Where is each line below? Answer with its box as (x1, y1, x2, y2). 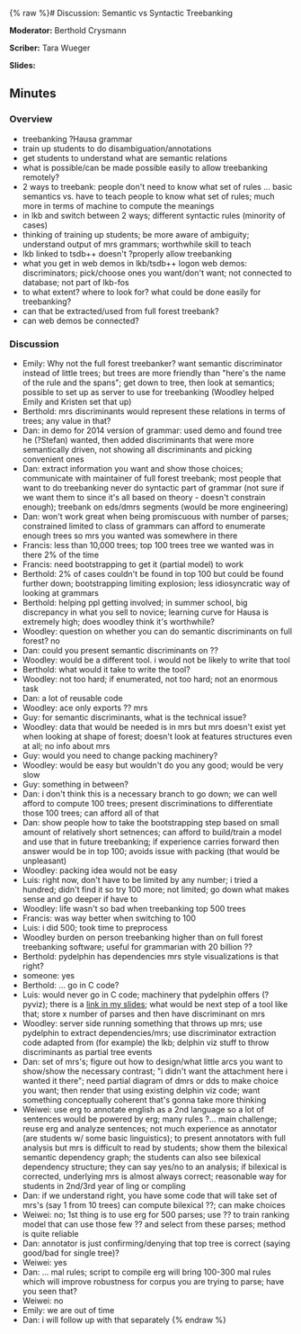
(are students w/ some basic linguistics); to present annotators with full (22, 1132, 286, 1143)
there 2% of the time (22, 549, 100, 560)
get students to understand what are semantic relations (22, 152, 227, 163)
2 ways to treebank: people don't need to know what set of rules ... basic (22, 181, 293, 192)
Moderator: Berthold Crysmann (9, 25, 127, 35)
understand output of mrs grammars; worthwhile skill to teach (22, 239, 252, 249)
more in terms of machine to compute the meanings (22, 200, 215, 211)
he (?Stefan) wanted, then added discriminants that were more (22, 434, 254, 445)
